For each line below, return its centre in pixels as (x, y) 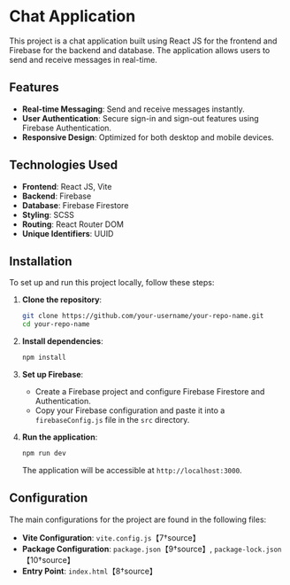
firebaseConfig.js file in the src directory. (112, 420)
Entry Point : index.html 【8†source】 (89, 571)
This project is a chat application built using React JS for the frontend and (143, 41)
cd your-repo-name (56, 324)
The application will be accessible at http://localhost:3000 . (132, 470)
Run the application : (60, 437)
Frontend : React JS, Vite (67, 186)
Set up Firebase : (53, 374)
